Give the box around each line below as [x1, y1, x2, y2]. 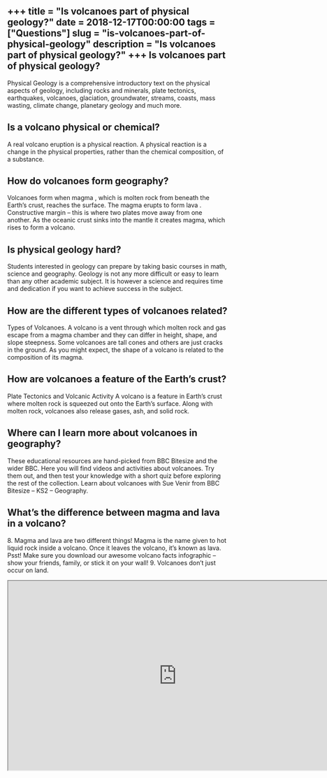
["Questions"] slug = [7, 27, 100, 39]
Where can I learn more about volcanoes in [7, 427, 198, 439]
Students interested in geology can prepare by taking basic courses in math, [7, 262, 227, 271]
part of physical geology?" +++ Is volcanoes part [7, 49, 226, 62]
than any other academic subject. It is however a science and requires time [7, 277, 224, 285]
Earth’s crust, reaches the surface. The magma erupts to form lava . [7, 201, 202, 209]
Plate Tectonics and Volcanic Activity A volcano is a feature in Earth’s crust [7, 392, 222, 400]
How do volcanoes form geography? [7, 175, 169, 188]
